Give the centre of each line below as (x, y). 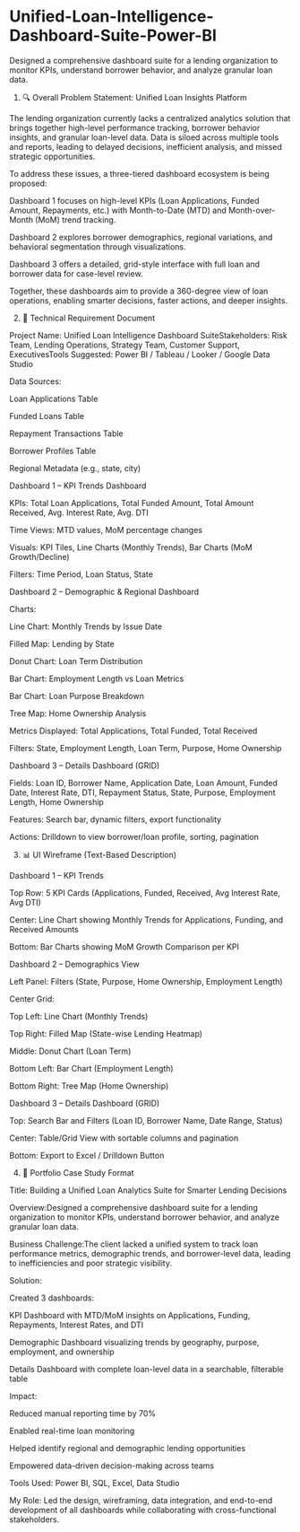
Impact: (23, 1396)
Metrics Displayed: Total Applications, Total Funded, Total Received (133, 731)
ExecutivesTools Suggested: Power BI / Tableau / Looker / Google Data (140, 354)
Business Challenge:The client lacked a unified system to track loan (134, 1244)
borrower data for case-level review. (76, 273)
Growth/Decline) (39, 556)
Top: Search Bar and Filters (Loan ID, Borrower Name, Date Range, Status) (146, 1120)
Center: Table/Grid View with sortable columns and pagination (124, 1138)
